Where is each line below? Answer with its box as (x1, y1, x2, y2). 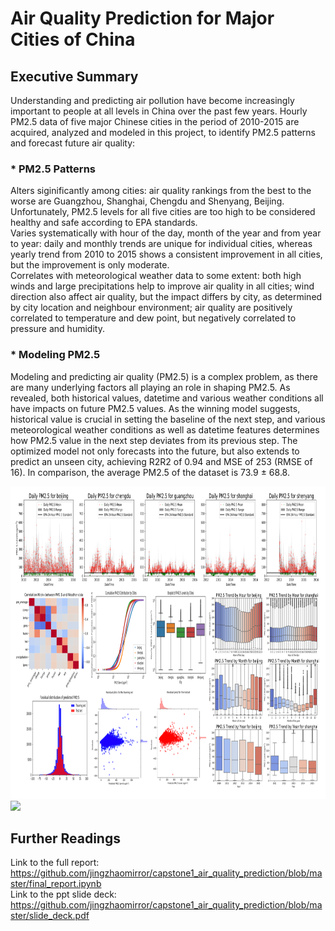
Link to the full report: (10, 857, 100, 869)
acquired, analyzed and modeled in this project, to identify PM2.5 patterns (10, 127, 316, 138)
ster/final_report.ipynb (10, 878, 102, 890)
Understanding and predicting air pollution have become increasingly (10, 95, 295, 106)
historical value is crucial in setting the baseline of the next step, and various (10, 413, 326, 425)
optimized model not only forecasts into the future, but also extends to (10, 445, 300, 457)
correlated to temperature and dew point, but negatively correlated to (10, 312, 297, 324)
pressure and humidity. (10, 323, 105, 335)
